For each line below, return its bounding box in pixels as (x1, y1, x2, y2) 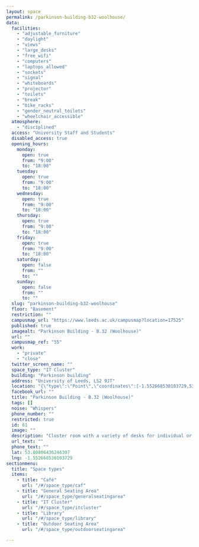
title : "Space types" (11, 466, 65, 472)
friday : (17, 235, 36, 241)
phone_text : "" (11, 444, 49, 450)
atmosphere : (11, 119, 41, 125)
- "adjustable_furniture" (17, 31, 81, 37)
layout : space (6, 8, 41, 15)
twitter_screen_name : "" (11, 361, 73, 367)
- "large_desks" (17, 47, 57, 53)
